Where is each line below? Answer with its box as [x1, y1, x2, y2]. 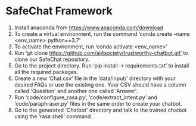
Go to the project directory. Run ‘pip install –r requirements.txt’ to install [14, 62, 189, 69]
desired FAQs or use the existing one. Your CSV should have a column [14, 81, 186, 88]
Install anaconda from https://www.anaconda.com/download [14, 24, 163, 31]
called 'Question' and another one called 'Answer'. [14, 87, 138, 94]
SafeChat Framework [5, 4, 113, 18]
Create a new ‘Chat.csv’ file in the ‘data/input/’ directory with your [14, 75, 176, 82]
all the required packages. [14, 68, 79, 75]
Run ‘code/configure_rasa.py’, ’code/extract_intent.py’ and [14, 94, 158, 101]
